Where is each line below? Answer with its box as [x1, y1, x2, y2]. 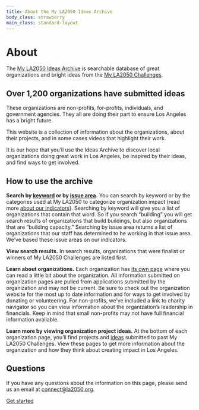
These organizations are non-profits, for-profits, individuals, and [6, 105, 163, 112]
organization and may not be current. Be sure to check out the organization [6, 284, 190, 291]
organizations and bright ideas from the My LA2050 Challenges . [6, 71, 163, 78]
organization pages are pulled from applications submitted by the [6, 277, 166, 285]
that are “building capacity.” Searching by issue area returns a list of [6, 223, 173, 231]
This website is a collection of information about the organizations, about [6, 128, 185, 135]
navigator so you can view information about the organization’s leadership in [6, 303, 193, 310]
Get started [6, 397, 34, 404]
